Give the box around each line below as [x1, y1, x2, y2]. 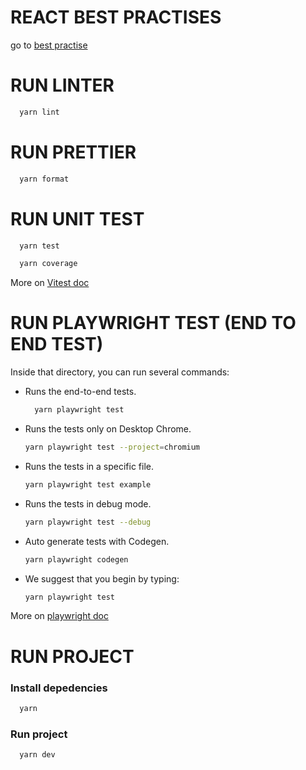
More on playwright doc [10, 610, 109, 622]
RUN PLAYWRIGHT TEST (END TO [10, 312, 297, 335]
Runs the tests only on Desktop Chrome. [24, 423, 192, 435]
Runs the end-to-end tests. [24, 386, 137, 398]
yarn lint [19, 107, 60, 117]
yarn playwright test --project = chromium [24, 442, 201, 453]
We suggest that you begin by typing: [24, 572, 180, 585]
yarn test [19, 241, 60, 251]
